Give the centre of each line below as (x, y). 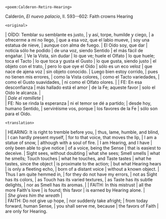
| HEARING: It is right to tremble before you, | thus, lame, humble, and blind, (82, 132)
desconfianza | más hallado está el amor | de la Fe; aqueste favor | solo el (80, 87)
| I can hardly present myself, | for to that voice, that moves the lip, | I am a (81, 137)
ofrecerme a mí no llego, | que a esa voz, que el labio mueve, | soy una (77, 40)
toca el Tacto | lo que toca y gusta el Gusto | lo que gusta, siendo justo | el (81, 61)
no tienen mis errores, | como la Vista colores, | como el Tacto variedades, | (82, 77)
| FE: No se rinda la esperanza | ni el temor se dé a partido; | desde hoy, (78, 103)
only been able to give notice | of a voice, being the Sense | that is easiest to (83, 148)
